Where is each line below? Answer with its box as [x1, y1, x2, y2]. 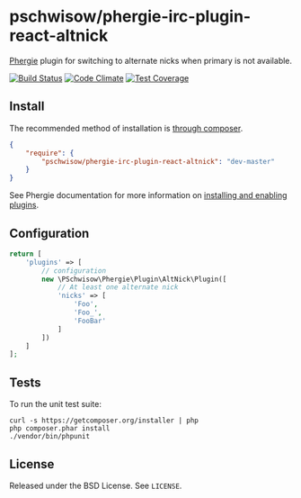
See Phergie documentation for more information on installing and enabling [9, 190, 288, 201]
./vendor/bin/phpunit [9, 432, 91, 441]
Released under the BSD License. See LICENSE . [9, 480, 182, 491]
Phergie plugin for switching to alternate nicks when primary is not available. [9, 55, 293, 66]
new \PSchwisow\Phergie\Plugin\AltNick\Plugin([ [41, 275, 227, 284]
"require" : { [25, 149, 75, 158]
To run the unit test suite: [9, 399, 102, 410]
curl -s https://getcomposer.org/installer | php [9, 416, 199, 425]
